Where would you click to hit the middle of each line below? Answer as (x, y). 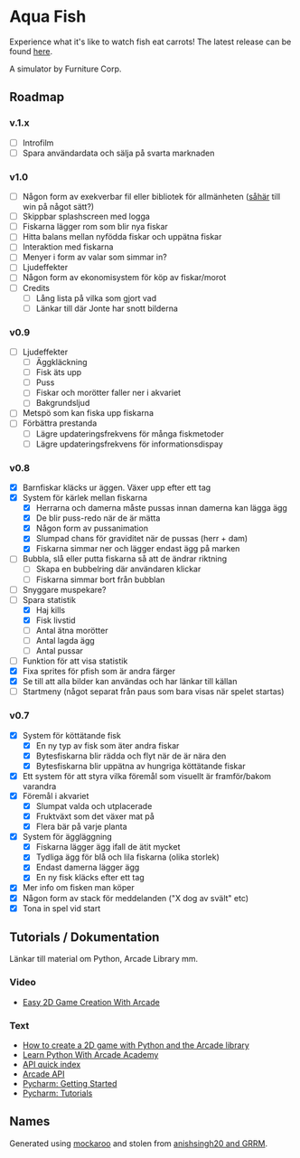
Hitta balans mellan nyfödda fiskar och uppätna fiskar (122, 237)
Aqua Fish (48, 17)
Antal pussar (60, 650)
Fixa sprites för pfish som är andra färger (99, 672)
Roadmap (37, 97)
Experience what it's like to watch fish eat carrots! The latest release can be (150, 42)
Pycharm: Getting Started (70, 1084)
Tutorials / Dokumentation (84, 937)
